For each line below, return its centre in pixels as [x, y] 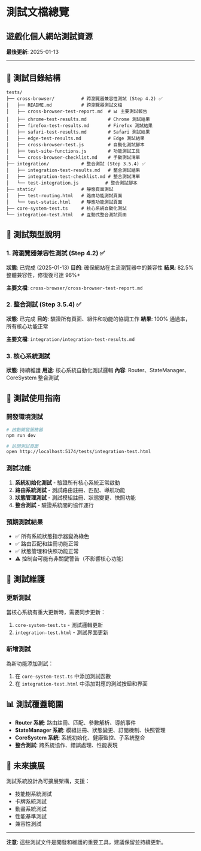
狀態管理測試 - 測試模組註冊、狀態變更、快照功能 [75, 497]
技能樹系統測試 [33, 794]
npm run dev [21, 435]
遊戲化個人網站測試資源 [49, 36]
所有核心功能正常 [27, 326]
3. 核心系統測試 [28, 356]
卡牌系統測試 [31, 801]
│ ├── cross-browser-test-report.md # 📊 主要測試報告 [77, 111]
